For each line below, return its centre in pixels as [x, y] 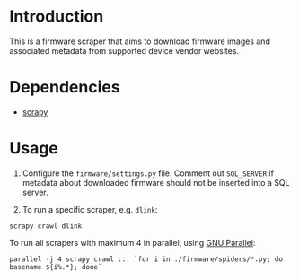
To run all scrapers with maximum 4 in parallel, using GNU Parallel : [132, 242]
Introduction [57, 17]
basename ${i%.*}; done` [56, 267]
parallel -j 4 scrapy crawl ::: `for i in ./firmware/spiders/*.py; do [146, 259]
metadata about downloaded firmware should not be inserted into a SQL [156, 182]
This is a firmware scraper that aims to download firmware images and [140, 41]
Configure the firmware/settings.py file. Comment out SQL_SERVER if [148, 173]
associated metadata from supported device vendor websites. [124, 50]
